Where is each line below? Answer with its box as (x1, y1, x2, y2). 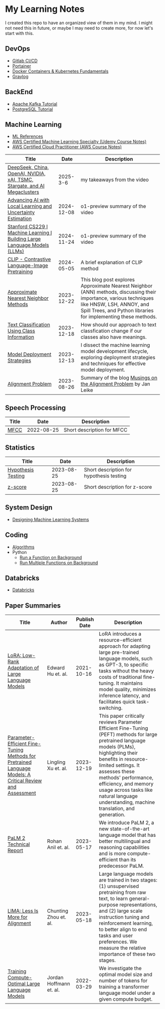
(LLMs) (7, 248, 25, 255)
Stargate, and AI (7, 183, 45, 190)
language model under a (99, 990, 155, 997)
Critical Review (7, 777, 42, 784)
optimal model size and (99, 971, 152, 978)
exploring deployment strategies (81, 354, 156, 361)
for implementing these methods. (81, 313, 157, 320)
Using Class (7, 327, 35, 334)
